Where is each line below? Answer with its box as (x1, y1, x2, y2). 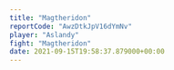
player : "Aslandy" (9, 30, 79, 39)
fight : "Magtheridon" (9, 38, 92, 48)
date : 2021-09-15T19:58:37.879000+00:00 (9, 47, 166, 56)
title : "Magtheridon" (9, 13, 92, 23)
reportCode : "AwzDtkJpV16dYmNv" (9, 22, 132, 31)
